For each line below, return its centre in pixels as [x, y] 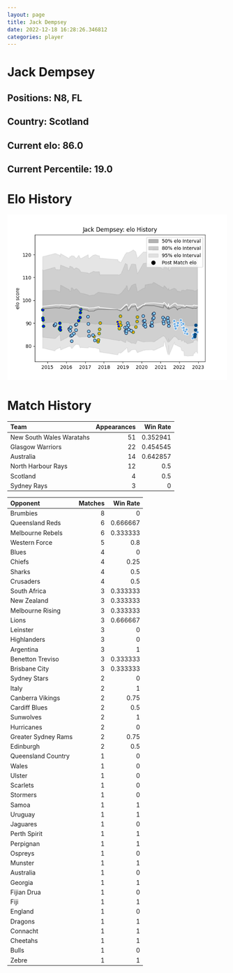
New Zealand [29, 601]
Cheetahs [24, 941]
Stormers [23, 795]
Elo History [40, 199]
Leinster [22, 630]
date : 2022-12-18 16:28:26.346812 [58, 29]
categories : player [36, 37]
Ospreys [22, 853]
